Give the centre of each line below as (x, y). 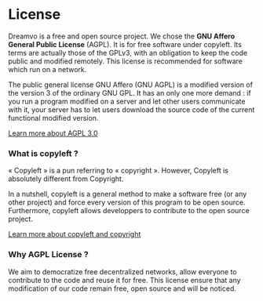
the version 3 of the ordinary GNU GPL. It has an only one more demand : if (130, 92)
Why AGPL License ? (48, 255)
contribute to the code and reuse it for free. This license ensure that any (124, 280)
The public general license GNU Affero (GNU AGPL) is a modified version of (131, 85)
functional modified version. (53, 118)
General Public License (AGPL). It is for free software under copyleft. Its (125, 44)
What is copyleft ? (43, 153)
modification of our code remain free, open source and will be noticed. (122, 288)
